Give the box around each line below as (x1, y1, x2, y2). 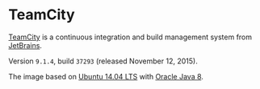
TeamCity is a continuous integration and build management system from (8, 32, 253, 42)
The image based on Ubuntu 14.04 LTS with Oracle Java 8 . (8, 71, 204, 81)
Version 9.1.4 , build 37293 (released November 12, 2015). (8, 56, 198, 66)
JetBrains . (8, 40, 43, 50)
